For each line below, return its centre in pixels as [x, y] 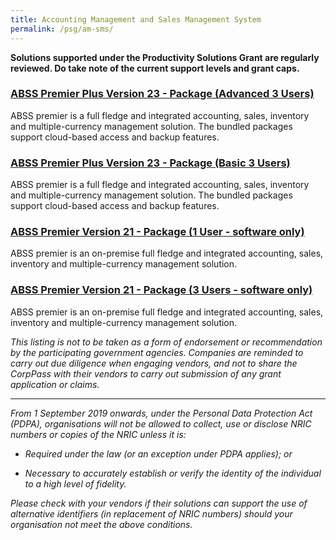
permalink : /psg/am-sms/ [62, 29]
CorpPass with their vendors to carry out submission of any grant [146, 373]
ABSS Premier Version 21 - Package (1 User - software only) [157, 232]
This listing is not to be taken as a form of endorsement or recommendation [166, 342]
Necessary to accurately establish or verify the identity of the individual [173, 473]
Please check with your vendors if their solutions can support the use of [159, 503]
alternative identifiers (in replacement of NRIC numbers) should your [151, 513]
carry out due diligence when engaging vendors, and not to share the [154, 363]
